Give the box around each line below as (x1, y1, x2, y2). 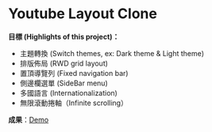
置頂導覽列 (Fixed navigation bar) (19, 68, 129, 77)
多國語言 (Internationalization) (19, 88, 118, 97)
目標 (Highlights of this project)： (8, 32, 120, 41)
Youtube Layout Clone (8, 5, 157, 23)
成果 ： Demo (8, 115, 49, 124)
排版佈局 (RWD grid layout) (19, 58, 109, 68)
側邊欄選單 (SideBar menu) (19, 78, 109, 88)
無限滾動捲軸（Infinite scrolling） (19, 98, 129, 107)
